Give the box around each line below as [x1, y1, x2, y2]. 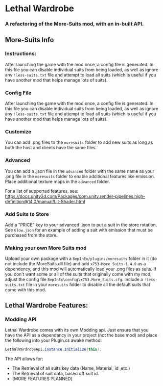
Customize [5, 129, 32, 135]
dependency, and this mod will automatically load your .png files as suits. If [5, 266, 157, 272]
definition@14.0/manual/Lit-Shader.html [5, 198, 85, 204]
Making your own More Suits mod [5, 244, 87, 251]
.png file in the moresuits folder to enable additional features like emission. [5, 173, 155, 179]
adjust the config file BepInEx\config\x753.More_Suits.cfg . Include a [5, 277, 143, 283]
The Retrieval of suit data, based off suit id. [12, 370, 99, 376]
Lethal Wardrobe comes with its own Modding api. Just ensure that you [5, 327, 149, 333]
